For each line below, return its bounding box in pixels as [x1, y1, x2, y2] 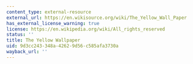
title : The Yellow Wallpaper [6, 37, 81, 43]
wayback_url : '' [6, 49, 48, 55]
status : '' [6, 32, 34, 38]
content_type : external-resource [6, 9, 92, 15]
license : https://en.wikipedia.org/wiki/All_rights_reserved [6, 26, 166, 32]
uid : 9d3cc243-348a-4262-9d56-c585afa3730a [6, 43, 119, 49]
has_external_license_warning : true [6, 20, 100, 26]
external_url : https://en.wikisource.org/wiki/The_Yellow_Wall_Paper [6, 15, 188, 21]
